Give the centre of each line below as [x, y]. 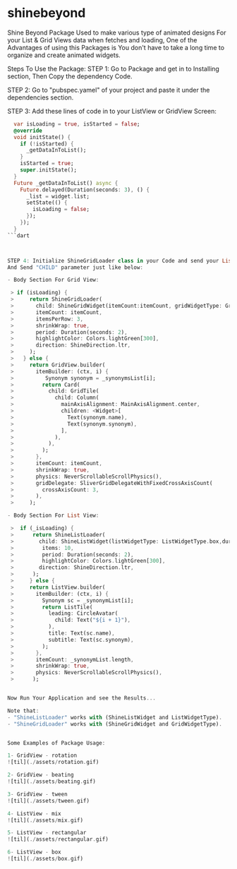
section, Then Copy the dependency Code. [70, 76]
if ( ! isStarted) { [47, 144]
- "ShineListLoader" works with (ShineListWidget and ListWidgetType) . [115, 717]
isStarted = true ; [47, 164]
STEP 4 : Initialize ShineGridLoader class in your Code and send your [113, 260]
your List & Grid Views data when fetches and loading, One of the [102, 40]
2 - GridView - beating [41, 775]
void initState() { [42, 137]
